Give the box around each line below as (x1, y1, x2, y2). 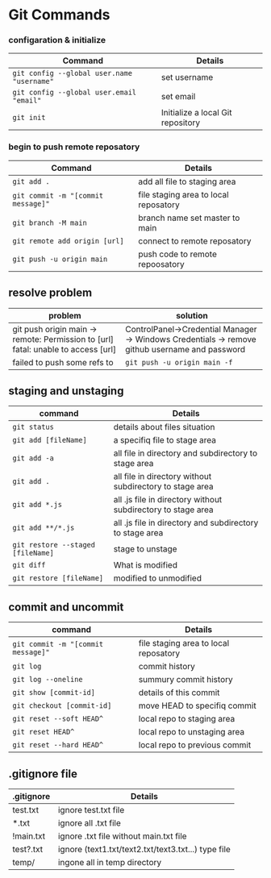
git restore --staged (12, 540, 95, 550)
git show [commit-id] (12, 688, 95, 697)
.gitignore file (8, 767, 78, 780)
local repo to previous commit (138, 739, 252, 751)
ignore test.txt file (57, 805, 125, 816)
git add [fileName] (12, 435, 87, 445)
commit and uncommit (8, 600, 124, 614)
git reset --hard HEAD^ (12, 740, 104, 750)
